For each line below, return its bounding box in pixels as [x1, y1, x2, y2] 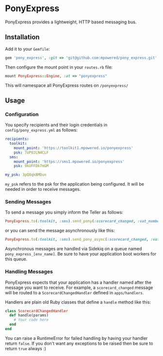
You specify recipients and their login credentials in [5, 122, 108, 128]
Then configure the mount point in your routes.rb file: [5, 64, 113, 70]
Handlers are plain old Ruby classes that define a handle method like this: [5, 299, 151, 305]
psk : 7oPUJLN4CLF [14, 150, 49, 155]
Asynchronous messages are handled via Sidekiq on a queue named [5, 246, 142, 252]
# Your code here [14, 318, 49, 322]
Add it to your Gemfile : [5, 46, 50, 51]
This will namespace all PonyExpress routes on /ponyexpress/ [5, 82, 129, 88]
